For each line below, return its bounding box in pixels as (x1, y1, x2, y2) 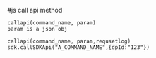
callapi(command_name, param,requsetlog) (7, 38, 131, 45)
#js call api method (7, 6, 63, 14)
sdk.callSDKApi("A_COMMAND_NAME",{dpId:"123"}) (7, 44, 150, 51)
